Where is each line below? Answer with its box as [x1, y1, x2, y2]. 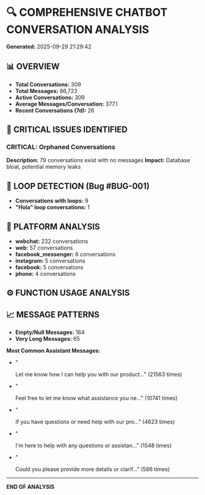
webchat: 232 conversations [15, 237, 88, 245]
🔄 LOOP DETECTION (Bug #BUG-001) [6, 181, 150, 191]
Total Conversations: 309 [15, 81, 81, 88]
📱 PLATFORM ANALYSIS [6, 221, 101, 232]
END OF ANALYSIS [6, 483, 55, 491]
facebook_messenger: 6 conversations [15, 251, 116, 258]
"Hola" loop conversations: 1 [15, 204, 90, 211]
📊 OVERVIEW [6, 61, 60, 72]
